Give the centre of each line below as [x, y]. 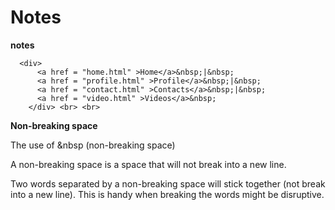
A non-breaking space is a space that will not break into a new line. [148, 164]
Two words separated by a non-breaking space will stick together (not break [168, 183]
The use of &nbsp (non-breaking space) [93, 145]
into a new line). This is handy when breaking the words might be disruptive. [167, 194]
